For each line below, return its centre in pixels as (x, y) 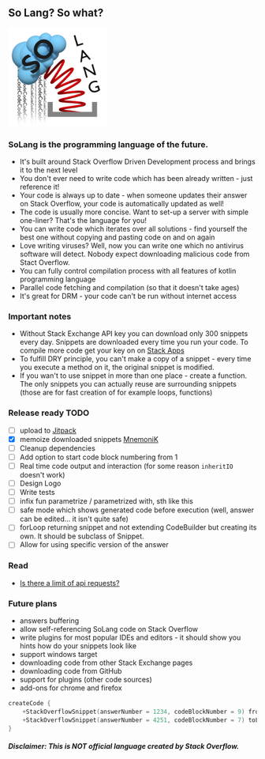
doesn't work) (42, 475)
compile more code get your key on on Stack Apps (102, 350)
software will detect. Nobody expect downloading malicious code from (134, 254)
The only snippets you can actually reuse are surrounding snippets (128, 384)
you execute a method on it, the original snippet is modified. (117, 368)
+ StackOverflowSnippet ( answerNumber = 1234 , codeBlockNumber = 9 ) (134, 712)
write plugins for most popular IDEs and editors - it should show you (130, 637)
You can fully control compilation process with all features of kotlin (128, 271)
